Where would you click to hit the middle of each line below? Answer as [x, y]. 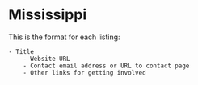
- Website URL [46, 59]
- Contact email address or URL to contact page [106, 66]
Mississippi [48, 15]
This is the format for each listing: [64, 37]
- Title [21, 51]
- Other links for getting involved [85, 73]
